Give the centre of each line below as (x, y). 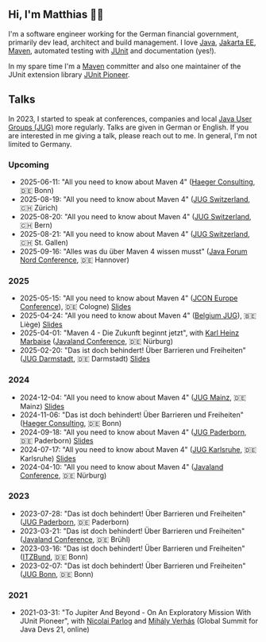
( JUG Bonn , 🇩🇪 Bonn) (56, 574)
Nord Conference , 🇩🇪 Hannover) (74, 260)
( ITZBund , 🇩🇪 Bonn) (54, 556)
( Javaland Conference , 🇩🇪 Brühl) (75, 539)
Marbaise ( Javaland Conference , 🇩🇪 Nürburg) (96, 342)
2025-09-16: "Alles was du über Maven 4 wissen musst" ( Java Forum (133, 251)
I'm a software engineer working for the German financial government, (123, 33)
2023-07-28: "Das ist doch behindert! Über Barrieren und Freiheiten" (133, 513)
